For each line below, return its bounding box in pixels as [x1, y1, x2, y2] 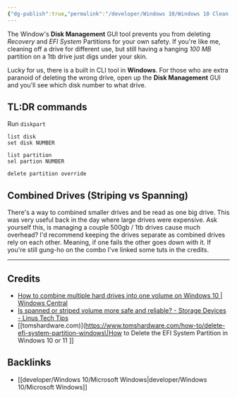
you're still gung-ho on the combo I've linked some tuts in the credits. [7, 246, 209, 254]
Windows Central [17, 299, 68, 307]
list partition [7, 152, 52, 159]
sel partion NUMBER [7, 158, 65, 166]
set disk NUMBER [7, 139, 55, 147]
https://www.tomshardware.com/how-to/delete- [85, 321, 226, 330]
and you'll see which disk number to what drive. [7, 80, 147, 89]
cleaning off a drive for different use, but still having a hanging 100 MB [7, 44, 212, 53]
